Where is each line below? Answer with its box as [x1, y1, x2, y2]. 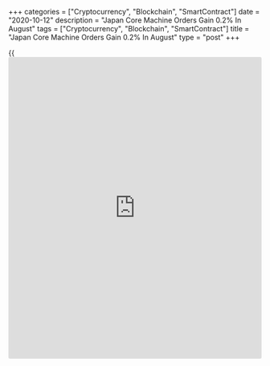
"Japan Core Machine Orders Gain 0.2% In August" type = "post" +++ [8, 32, 240, 42]
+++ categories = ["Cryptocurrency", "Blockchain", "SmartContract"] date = [8, 7, 260, 16]
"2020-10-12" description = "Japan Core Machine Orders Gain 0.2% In [8, 15, 242, 25]
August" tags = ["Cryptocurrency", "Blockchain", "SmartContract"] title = [8, 24, 250, 33]
